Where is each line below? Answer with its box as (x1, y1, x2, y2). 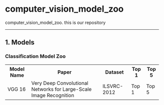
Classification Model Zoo (5, 53, 66, 60)
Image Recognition (31, 92, 75, 99)
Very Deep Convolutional (31, 80, 89, 86)
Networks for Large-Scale (31, 85, 92, 92)
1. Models (5, 38, 35, 47)
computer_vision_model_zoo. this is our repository (5, 20, 106, 25)
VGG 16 (7, 85, 26, 92)
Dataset (105, 68, 124, 75)
